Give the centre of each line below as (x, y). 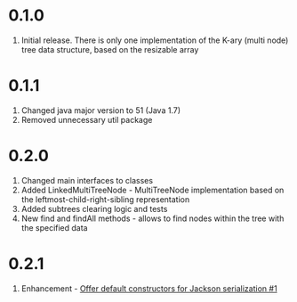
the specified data (54, 227)
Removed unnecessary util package (87, 119)
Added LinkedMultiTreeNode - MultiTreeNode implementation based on (153, 190)
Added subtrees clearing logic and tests (94, 208)
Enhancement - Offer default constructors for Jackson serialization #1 (149, 288)
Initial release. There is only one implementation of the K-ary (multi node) (155, 40)
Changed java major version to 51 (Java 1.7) (101, 110)
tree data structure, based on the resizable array (110, 49)
